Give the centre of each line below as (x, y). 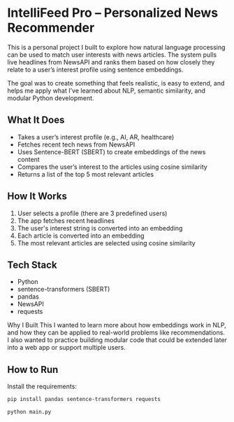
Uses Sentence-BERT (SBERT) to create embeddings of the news (111, 151)
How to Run (33, 369)
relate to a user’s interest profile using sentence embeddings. (95, 69)
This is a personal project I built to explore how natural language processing (116, 47)
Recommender (51, 28)
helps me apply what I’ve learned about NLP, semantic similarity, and (107, 90)
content (28, 159)
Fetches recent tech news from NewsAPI (76, 144)
